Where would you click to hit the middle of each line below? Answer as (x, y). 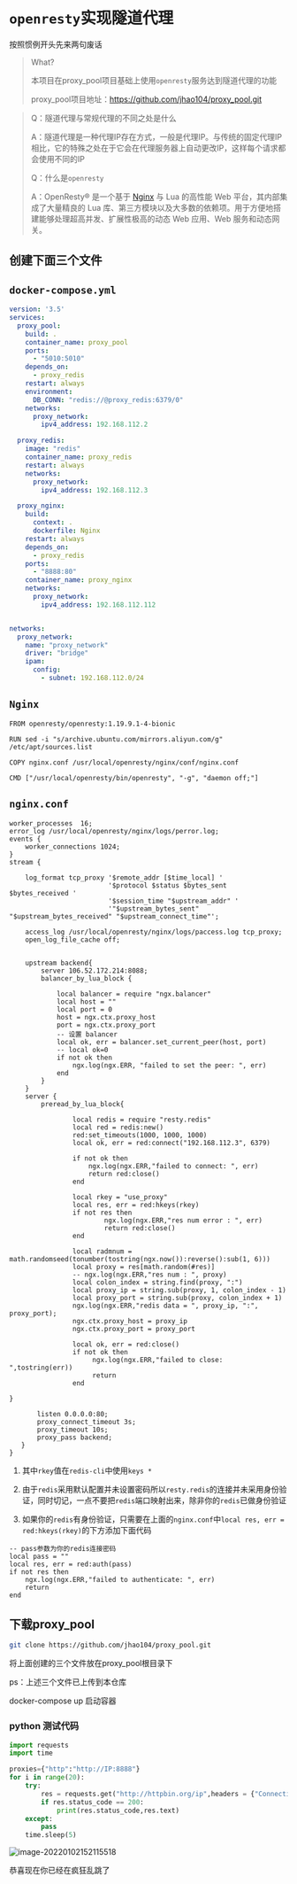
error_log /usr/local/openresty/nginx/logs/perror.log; (114, 831)
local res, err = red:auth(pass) (71, 1564)
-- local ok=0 (82, 1050)
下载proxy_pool (52, 1624)
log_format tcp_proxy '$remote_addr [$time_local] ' (124, 878)
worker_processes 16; (51, 823)
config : (47, 670)
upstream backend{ (59, 963)
